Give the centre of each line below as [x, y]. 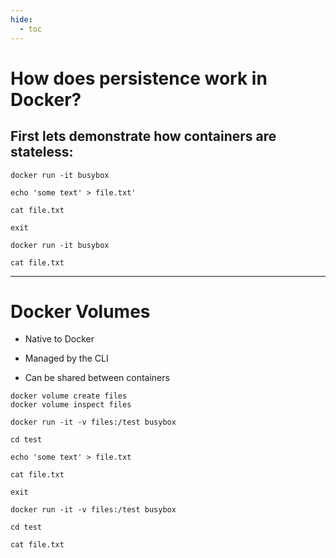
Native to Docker [59, 339]
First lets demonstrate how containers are [143, 136]
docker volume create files [69, 396]
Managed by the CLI [66, 358]
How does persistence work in [139, 78]
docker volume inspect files [71, 405]
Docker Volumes [80, 311]
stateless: [42, 152]
